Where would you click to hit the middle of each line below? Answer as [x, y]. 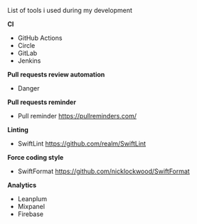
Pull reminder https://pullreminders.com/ [77, 116]
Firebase [31, 214]
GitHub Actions [40, 38]
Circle [26, 45]
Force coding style [36, 157]
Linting [18, 130]
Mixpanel [31, 207]
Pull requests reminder [42, 102]
